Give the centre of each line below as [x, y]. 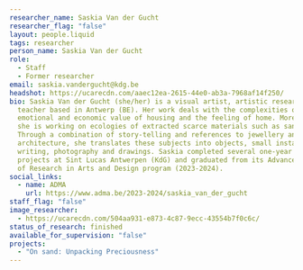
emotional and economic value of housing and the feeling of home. [147, 118]
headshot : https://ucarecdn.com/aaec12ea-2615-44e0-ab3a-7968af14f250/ [147, 93]
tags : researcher [42, 43]
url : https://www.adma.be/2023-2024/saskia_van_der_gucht [137, 193]
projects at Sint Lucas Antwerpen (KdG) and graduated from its [141, 160]
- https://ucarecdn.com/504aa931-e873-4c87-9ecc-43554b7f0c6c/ [138, 218]
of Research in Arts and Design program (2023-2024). [120, 168]
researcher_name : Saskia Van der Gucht [84, 18]
